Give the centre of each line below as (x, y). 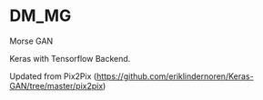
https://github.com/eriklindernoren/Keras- (175, 76)
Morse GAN (31, 41)
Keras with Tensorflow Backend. (70, 58)
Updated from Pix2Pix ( (53, 76)
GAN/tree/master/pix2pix (56, 85)
